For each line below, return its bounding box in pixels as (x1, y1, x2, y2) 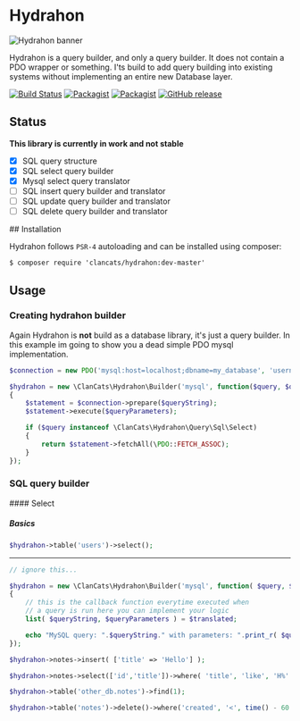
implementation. (9, 348, 69, 359)
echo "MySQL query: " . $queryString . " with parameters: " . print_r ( (25, 631, 278, 640)
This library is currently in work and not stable (9, 138, 185, 148)
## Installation (9, 224, 62, 235)
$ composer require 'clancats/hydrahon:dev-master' (9, 258, 205, 268)
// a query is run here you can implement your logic (25, 607, 229, 616)
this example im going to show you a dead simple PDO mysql (9, 339, 234, 349)
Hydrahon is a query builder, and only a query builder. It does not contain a (9, 52, 285, 63)
